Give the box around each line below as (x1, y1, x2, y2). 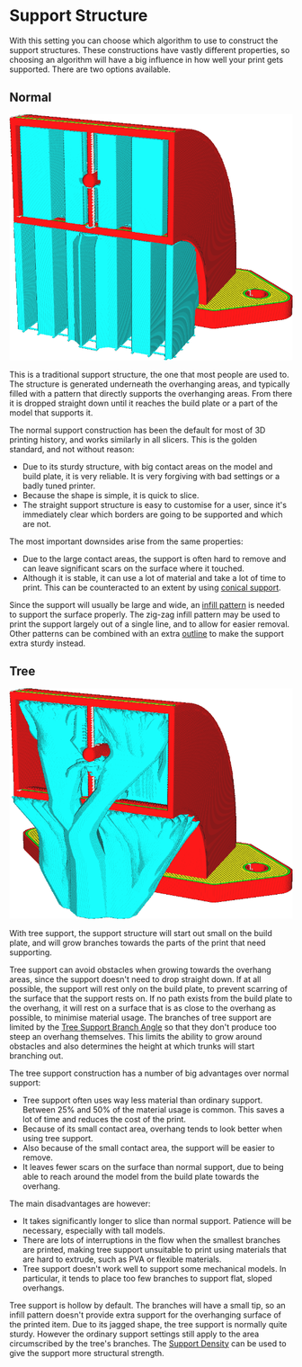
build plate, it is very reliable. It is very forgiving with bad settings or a (22, 470, 280, 481)
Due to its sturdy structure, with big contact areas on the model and (22, 460, 273, 472)
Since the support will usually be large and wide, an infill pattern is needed (9, 599, 285, 610)
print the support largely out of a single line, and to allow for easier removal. (9, 618, 290, 630)
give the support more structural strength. (9, 1347, 164, 1358)
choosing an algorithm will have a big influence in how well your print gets (9, 54, 284, 65)
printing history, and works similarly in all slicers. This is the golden (9, 433, 258, 445)
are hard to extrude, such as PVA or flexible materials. (22, 1254, 222, 1264)
